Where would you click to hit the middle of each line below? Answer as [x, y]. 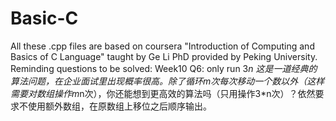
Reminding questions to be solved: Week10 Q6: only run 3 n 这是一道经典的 [164, 68]
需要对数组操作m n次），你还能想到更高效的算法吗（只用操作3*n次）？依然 [163, 93]
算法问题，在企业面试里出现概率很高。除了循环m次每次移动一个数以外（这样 [167, 81]
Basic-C [44, 18]
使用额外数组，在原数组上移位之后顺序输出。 [119, 106]
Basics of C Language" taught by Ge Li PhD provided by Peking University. [164, 56]
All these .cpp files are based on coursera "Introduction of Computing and [162, 46]
